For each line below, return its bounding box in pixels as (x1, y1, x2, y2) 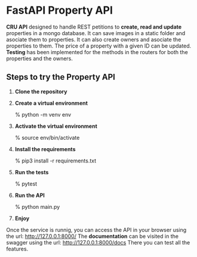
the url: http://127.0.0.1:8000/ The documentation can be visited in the (6, 233, 179, 240)
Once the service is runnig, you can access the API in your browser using (6, 226, 187, 233)
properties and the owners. (6, 55, 73, 62)
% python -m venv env (14, 111, 72, 118)
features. (6, 245, 29, 252)
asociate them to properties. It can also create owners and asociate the (6, 36, 181, 43)
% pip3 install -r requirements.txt (14, 157, 97, 164)
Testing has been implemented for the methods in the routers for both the (6, 48, 188, 55)
